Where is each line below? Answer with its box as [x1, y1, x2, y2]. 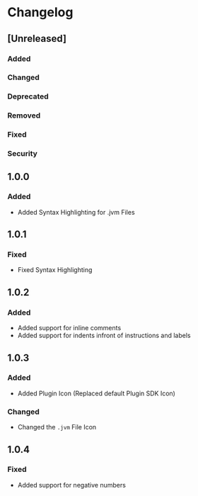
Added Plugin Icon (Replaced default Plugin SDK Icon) [17, 389, 175, 398]
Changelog [7, 4, 74, 21]
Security [7, 149, 37, 159]
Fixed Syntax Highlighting [17, 266, 93, 274]
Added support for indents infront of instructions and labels [17, 331, 191, 340]
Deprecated [7, 91, 49, 101]
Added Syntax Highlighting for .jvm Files [17, 208, 136, 216]
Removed [7, 111, 41, 120]
